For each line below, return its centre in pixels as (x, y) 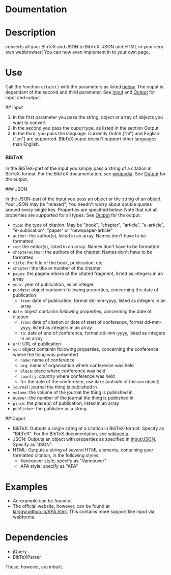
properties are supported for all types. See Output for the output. (73, 215)
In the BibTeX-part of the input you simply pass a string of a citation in (78, 168)
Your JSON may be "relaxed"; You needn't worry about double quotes (79, 204)
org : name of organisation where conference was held (77, 366)
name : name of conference (47, 360)
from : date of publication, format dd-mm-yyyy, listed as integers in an (93, 300)
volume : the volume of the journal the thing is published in (73, 392)
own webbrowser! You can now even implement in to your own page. (78, 52)
